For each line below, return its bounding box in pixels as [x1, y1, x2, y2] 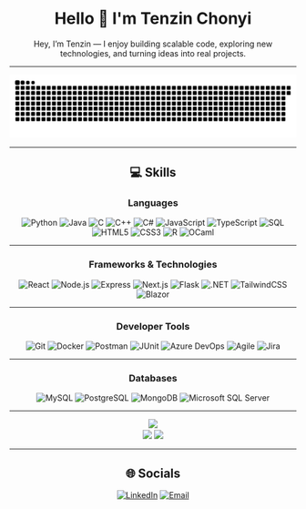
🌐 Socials [125, 465, 181, 481]
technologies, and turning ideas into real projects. [59, 47, 247, 58]
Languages [127, 197, 179, 209]
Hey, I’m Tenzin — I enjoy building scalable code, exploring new [33, 38, 273, 49]
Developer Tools [116, 320, 190, 332]
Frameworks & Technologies [88, 259, 218, 271]
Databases [128, 372, 178, 384]
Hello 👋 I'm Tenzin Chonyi [54, 8, 252, 29]
